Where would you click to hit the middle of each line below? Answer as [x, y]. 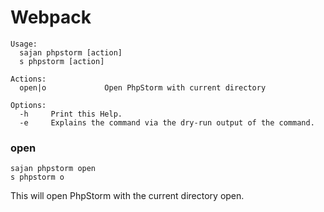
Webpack [51, 17]
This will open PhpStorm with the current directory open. [127, 196]
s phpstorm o [37, 177]
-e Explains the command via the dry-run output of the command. [167, 122]
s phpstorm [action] [62, 61]
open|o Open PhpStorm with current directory [143, 87]
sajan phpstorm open [53, 169]
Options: [28, 105]
